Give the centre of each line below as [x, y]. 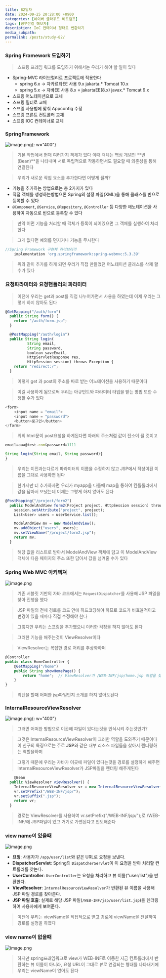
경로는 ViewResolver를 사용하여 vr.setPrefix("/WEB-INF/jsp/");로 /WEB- [89, 815]
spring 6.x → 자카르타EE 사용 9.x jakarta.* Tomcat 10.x [74, 84]
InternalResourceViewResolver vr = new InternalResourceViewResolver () [89, 787]
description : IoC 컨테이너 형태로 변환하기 [45, 28]
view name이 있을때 [28, 836]
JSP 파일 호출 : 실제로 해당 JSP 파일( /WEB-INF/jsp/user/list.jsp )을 [79, 900]
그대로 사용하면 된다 [46, 474]
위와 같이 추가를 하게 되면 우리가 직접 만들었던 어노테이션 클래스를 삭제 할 [88, 264]
